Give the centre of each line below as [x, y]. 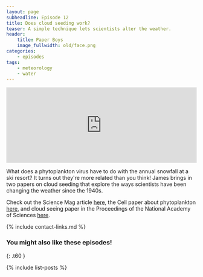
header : [16, 34]
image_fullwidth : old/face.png [56, 46]
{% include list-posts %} [37, 267]
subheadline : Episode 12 [37, 18]
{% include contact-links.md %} [46, 227]
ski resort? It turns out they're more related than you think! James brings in [99, 178]
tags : [13, 62]
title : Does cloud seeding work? [48, 23]
